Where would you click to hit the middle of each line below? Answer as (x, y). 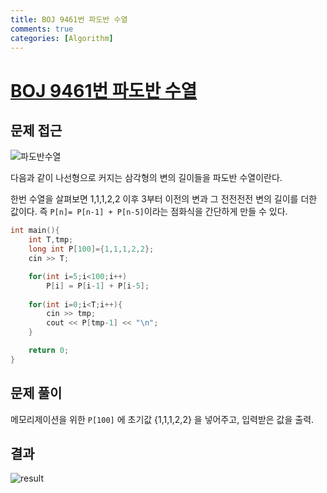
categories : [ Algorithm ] (62, 38)
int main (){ (35, 231)
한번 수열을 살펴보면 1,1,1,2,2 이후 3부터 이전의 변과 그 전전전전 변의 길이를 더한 (164, 199)
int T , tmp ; (51, 240)
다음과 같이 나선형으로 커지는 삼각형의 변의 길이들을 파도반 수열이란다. (146, 178)
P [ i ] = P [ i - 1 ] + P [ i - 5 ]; (98, 286)
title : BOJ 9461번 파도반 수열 (69, 19)
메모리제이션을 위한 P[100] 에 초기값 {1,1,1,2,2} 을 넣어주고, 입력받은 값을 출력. (162, 419)
